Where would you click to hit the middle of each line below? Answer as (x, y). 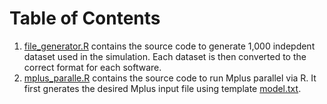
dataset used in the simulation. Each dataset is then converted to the (165, 56)
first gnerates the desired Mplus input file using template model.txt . (162, 88)
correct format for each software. (92, 67)
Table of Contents (85, 18)
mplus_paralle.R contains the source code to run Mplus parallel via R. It (170, 78)
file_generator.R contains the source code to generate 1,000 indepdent (169, 46)
